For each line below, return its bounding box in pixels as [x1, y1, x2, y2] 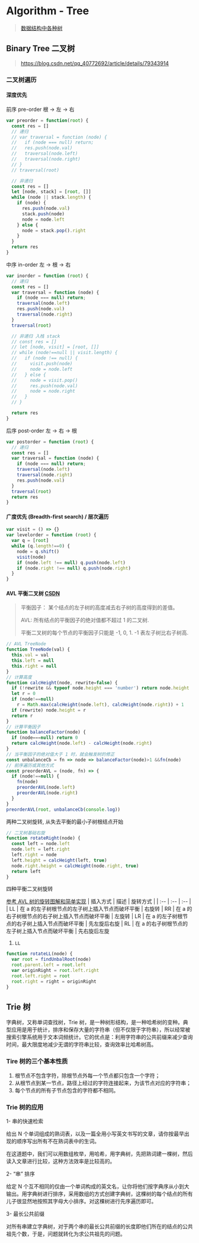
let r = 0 [11, 691, 36, 697]
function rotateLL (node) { [6, 951, 73, 957]
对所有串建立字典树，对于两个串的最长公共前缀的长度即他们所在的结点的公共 [6, 1223, 193, 1230]
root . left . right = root [11, 973, 70, 979]
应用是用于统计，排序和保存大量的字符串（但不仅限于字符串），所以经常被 [11, 1026, 191, 1033]
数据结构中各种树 [20, 24, 63, 31]
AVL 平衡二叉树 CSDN [6, 589, 60, 597]
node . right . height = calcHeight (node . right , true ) [11, 863, 139, 869]
